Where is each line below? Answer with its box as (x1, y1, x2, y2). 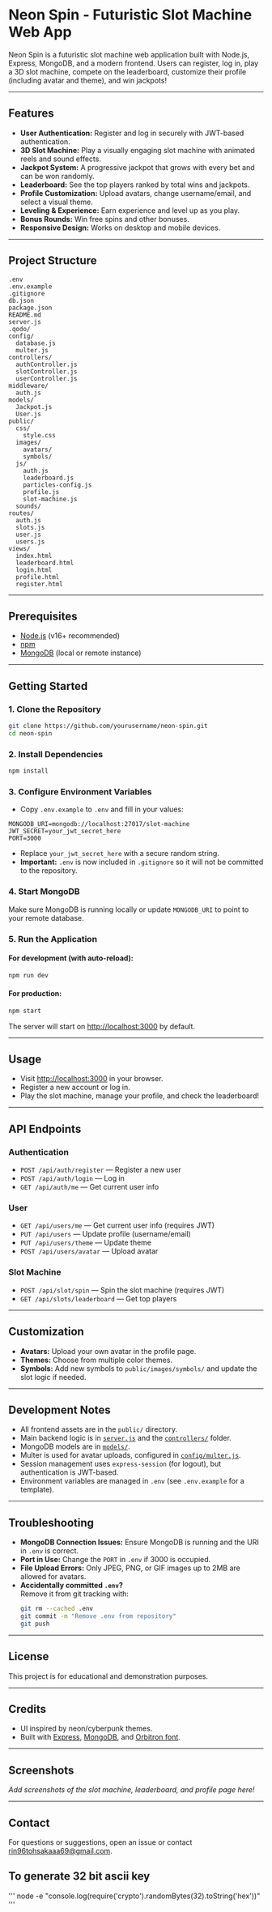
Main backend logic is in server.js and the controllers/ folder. (19, 1433, 232, 1443)
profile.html (15, 573, 60, 581)
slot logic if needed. (19, 1372, 87, 1382)
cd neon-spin (8, 729, 53, 738)
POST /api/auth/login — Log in (19, 1173, 125, 1183)
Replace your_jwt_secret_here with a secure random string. (19, 849, 220, 858)
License (8, 1650, 49, 1663)
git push (19, 1620, 50, 1628)
